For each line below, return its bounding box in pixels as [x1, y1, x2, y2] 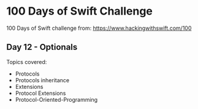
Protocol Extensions [15, 90, 66, 97]
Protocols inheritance [15, 76, 69, 83]
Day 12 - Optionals [6, 42, 78, 52]
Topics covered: [6, 58, 47, 65]
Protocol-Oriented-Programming [15, 96, 98, 103]
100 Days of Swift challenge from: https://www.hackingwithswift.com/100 [6, 24, 192, 32]
